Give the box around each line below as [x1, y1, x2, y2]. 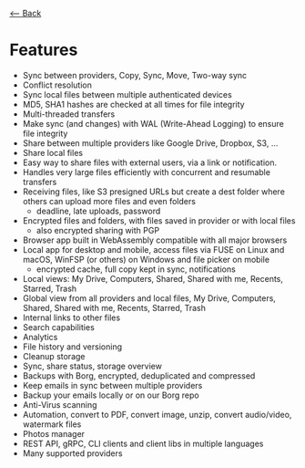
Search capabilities [22, 321, 96, 332]
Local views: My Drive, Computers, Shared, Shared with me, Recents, [22, 273, 284, 284]
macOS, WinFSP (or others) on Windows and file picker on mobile [22, 254, 270, 265]
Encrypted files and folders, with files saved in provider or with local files [22, 214, 296, 226]
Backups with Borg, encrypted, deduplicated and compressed [22, 369, 256, 381]
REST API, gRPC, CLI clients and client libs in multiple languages [22, 438, 264, 449]
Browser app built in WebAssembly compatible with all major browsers [22, 234, 288, 245]
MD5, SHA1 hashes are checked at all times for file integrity [22, 99, 245, 109]
